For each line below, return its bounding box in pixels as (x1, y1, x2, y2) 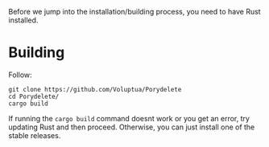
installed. (8, 15, 39, 25)
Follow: (8, 70, 32, 80)
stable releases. (8, 130, 61, 140)
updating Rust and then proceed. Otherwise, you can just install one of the (8, 122, 255, 132)
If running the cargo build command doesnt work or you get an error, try (8, 113, 250, 123)
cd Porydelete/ (8, 92, 60, 100)
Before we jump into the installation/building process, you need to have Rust (8, 7, 261, 16)
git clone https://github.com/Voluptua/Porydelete (8, 85, 182, 93)
